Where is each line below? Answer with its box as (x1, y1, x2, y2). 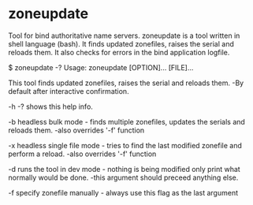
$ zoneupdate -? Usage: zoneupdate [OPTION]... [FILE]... (8, 62, 194, 72)
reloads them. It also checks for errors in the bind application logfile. (8, 47, 230, 57)
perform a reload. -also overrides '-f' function (8, 149, 157, 158)
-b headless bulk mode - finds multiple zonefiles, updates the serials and (8, 117, 246, 126)
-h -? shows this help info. (8, 102, 93, 111)
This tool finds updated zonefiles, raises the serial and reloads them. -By (8, 78, 244, 88)
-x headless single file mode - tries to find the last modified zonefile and (8, 140, 242, 150)
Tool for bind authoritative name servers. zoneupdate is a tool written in (8, 31, 240, 40)
